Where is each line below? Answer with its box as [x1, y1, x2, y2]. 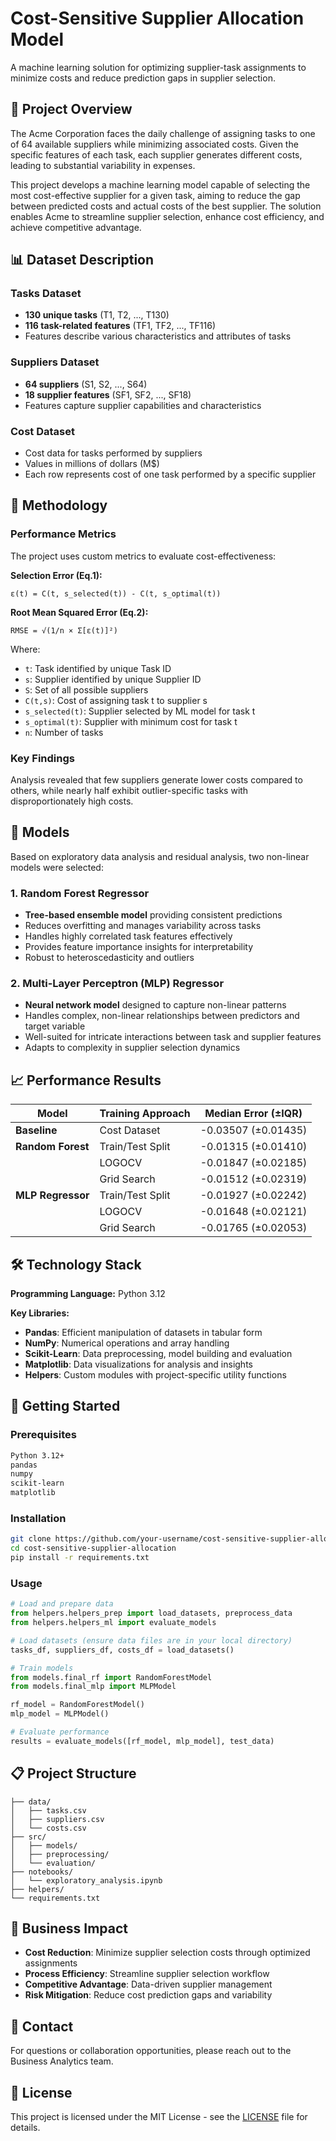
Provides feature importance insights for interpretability [24, 941, 254, 953]
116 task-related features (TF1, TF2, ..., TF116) [24, 320, 217, 332]
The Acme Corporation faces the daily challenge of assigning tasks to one [10, 127, 316, 139]
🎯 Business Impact [10, 1920, 128, 1937]
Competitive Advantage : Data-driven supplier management [24, 1978, 273, 1991]
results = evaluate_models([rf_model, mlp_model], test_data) [10, 1736, 275, 1746]
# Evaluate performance [10, 1727, 110, 1737]
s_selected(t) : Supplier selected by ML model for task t [24, 705, 256, 717]
